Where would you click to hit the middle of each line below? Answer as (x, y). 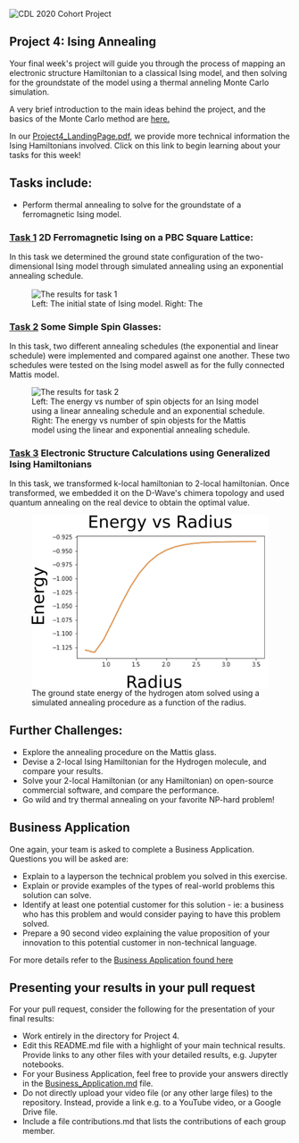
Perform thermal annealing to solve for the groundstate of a (132, 205)
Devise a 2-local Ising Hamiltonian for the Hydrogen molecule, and (144, 761)
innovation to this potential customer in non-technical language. (139, 942)
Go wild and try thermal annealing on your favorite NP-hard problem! (148, 799)
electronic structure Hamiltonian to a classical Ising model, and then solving (148, 72)
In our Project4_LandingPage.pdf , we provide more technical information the (149, 136)
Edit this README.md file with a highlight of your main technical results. (154, 1046)
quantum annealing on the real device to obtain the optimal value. (129, 503)
